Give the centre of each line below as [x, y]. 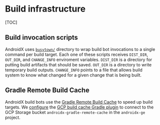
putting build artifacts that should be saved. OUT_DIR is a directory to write [78, 64]
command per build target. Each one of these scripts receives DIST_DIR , [77, 54]
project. [13, 117]
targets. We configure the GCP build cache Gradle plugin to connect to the [79, 107]
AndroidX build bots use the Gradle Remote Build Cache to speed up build [79, 102]
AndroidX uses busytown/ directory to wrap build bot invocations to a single [80, 49]
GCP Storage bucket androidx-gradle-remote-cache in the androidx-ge [75, 112]
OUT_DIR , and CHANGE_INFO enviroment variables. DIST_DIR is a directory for [79, 60]
